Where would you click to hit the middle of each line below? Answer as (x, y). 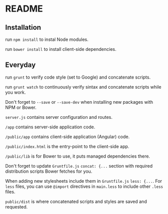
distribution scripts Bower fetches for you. (49, 171)
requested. (16, 206)
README (24, 9)
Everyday (21, 65)
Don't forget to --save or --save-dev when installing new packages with (79, 102)
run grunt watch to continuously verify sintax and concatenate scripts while (83, 87)
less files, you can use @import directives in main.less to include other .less (84, 186)
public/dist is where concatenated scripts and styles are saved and (76, 201)
